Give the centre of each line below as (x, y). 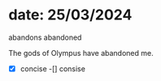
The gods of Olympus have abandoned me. (81, 53)
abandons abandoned (45, 37)
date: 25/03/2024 (70, 15)
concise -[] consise (52, 68)
